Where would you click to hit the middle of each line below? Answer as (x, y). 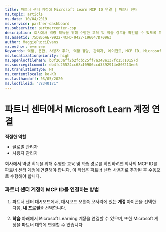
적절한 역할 (16, 136)
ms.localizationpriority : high (37, 56)
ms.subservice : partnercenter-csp (41, 28)
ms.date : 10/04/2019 (26, 19)
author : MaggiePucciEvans (32, 42)
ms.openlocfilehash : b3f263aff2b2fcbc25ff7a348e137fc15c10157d (72, 60)
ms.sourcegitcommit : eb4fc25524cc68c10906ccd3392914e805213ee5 (72, 65)
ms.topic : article (24, 14)
